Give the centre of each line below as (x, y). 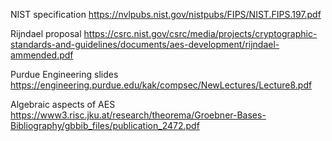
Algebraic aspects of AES (63, 104)
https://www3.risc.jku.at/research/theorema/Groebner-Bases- (138, 115)
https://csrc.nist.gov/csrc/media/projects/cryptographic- (200, 33)
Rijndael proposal (46, 33)
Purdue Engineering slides (64, 74)
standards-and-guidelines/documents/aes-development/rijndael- (145, 44)
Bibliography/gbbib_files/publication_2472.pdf (105, 125)
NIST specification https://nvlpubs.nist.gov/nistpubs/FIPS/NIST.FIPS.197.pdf (166, 14)
